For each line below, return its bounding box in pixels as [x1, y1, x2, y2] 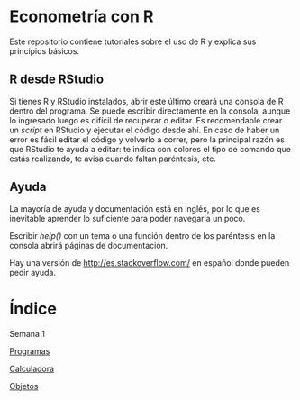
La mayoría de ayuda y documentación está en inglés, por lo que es [9, 203, 261, 214]
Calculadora [9, 363, 55, 374]
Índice [9, 298, 57, 319]
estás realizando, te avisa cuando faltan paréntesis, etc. [9, 153, 216, 164]
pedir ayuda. [9, 267, 57, 277]
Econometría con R [9, 6, 154, 27]
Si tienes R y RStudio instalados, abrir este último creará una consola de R [9, 95, 284, 106]
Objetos [9, 380, 39, 391]
